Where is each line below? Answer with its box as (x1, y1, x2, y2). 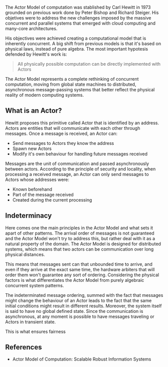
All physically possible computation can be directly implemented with (17, 61, 161, 67)
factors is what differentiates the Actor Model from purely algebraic (5, 277, 144, 283)
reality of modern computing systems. (5, 92, 84, 98)
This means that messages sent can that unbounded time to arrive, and (5, 261, 153, 267)
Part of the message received (12, 192, 74, 198)
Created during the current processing (12, 197, 92, 203)
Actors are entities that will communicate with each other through (5, 125, 140, 131)
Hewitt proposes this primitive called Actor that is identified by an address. (5, 120, 159, 126)
